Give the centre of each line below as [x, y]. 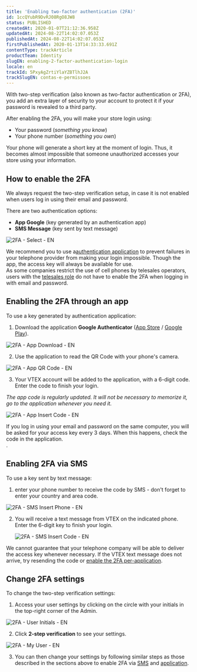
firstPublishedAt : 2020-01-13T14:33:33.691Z [62, 45]
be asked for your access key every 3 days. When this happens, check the [97, 432]
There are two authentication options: [52, 211]
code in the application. [35, 439]
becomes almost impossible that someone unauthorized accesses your [93, 154]
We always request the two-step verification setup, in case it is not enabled [98, 193]
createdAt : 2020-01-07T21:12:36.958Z [52, 28]
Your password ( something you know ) [61, 130]
